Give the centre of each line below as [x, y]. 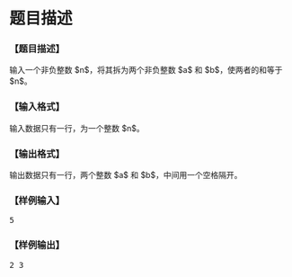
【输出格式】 [37, 154]
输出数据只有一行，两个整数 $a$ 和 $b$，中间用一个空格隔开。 [126, 175]
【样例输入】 [37, 201]
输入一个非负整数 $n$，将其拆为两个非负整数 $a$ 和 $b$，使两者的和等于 [146, 70]
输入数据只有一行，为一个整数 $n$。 [77, 128]
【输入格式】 [37, 107]
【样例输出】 [37, 246]
